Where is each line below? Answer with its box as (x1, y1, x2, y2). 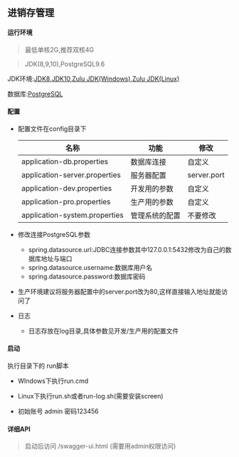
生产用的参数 (130, 197, 174, 207)
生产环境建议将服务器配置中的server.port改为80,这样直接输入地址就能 (17, 287, 222, 296)
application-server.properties (21, 170, 121, 180)
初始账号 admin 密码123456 (17, 407, 99, 416)
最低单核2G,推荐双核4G (24, 45, 95, 54)
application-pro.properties (21, 196, 111, 206)
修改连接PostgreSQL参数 (17, 230, 91, 238)
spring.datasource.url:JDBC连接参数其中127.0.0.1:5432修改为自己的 (28, 245, 225, 253)
